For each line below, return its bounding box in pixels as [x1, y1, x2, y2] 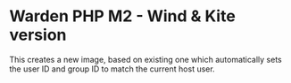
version [9, 25, 67, 45]
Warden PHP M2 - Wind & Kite [9, 6, 237, 26]
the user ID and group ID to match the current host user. [9, 64, 216, 74]
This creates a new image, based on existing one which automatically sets [9, 54, 283, 64]
